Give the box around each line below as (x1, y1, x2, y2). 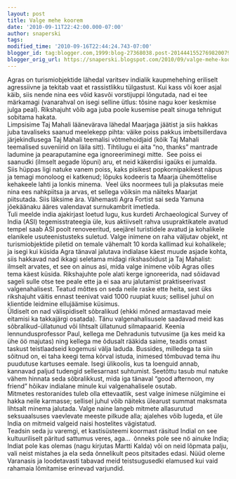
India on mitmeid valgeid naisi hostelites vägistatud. (7, 419, 157, 428)
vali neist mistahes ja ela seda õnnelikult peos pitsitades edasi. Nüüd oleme (7, 449, 225, 457)
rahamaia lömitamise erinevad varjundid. (7, 464, 125, 472)
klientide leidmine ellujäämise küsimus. (7, 300, 120, 308)
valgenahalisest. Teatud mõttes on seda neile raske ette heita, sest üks (7, 284, 212, 293)
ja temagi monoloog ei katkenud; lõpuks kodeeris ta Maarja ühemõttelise (7, 172, 218, 181)
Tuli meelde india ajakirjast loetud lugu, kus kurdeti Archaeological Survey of (7, 210, 228, 218)
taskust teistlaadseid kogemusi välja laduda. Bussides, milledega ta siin (7, 344, 213, 352)
